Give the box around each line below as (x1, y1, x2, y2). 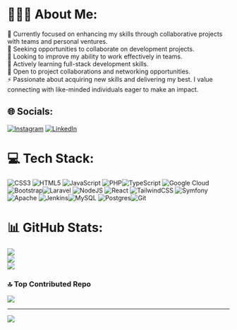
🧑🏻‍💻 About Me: (7, 6, 97, 23)
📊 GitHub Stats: (7, 219, 104, 236)
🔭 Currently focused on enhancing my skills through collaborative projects (7, 30, 223, 38)
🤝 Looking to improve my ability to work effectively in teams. (7, 52, 183, 61)
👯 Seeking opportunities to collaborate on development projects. (7, 44, 195, 53)
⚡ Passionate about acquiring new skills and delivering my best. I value (7, 75, 213, 83)
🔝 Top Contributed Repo (7, 279, 92, 288)
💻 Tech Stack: (7, 150, 95, 166)
